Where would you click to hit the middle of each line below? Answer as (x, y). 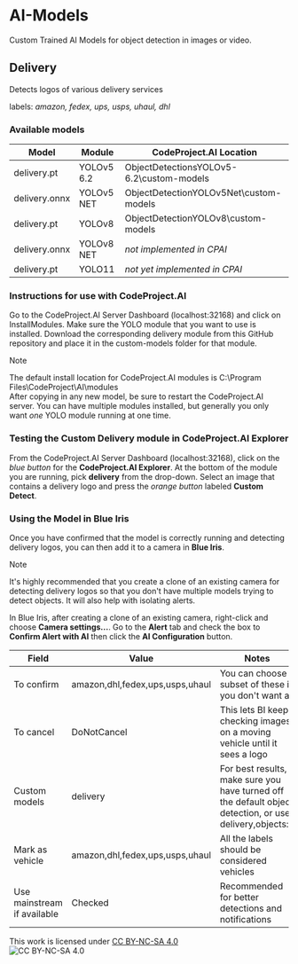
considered (243, 860)
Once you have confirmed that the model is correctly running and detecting (147, 537)
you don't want (251, 695)
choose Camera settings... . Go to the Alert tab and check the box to (135, 627)
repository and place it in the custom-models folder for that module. (133, 343)
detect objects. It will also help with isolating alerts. (102, 600)
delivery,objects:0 (257, 824)
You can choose (253, 673)
